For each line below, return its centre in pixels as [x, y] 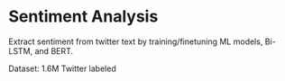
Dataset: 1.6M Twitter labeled [62, 68]
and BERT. [54, 50]
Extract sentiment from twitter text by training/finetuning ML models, [136, 41]
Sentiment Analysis [83, 17]
